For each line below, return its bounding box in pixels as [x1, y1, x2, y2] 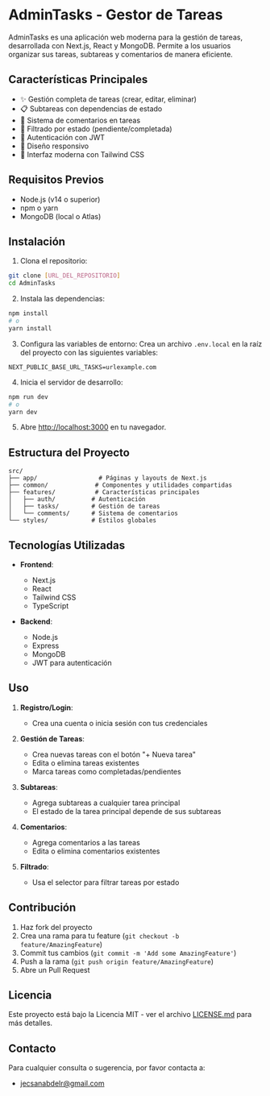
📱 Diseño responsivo [19, 141, 89, 151]
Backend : [19, 616, 53, 626]
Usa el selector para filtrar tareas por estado [31, 877, 180, 887]
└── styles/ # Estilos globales [8, 517, 157, 525]
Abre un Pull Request [19, 965, 90, 974]
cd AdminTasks [8, 280, 56, 288]
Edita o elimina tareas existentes [31, 758, 139, 767]
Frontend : [19, 560, 54, 569]
